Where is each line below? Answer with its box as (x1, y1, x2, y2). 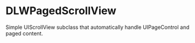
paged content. (5, 29, 43, 37)
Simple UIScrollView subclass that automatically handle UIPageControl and (5, 24, 190, 31)
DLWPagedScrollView (5, 4, 117, 18)
